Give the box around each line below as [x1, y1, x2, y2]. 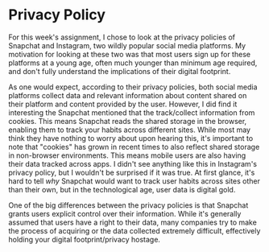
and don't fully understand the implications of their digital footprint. [8, 66, 231, 76]
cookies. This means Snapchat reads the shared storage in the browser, [8, 116, 247, 126]
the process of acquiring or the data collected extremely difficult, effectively [8, 225, 261, 235]
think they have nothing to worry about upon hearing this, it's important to [8, 133, 254, 143]
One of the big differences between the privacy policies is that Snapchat [8, 200, 249, 210]
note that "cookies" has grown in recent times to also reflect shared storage [8, 142, 260, 151]
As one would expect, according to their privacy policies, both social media [8, 82, 258, 92]
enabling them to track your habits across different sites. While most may [8, 125, 251, 134]
